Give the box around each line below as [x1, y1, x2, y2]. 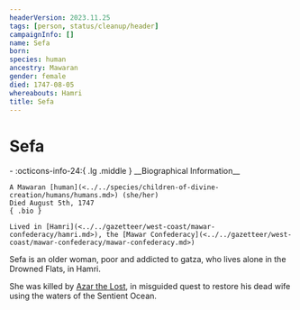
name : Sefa [9, 38, 50, 48]
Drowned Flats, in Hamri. [9, 263, 101, 275]
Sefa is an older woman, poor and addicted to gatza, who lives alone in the [9, 254, 286, 265]
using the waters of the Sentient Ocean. [9, 290, 158, 302]
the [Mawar [105, 231, 147, 240]
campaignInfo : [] [9, 30, 75, 39]
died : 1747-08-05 [9, 80, 75, 89]
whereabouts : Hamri [9, 88, 83, 97]
